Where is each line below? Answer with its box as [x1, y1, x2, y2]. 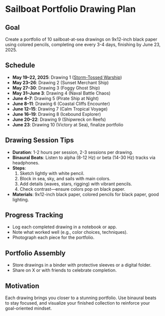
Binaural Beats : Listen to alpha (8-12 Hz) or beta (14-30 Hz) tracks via [12, 155, 156, 160]
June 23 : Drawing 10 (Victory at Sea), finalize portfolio [12, 121, 124, 127]
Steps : [12, 165, 26, 171]
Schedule [5, 61, 36, 70]
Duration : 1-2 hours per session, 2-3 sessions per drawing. [12, 149, 133, 155]
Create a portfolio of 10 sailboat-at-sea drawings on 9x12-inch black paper [5, 36, 158, 42]
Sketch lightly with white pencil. [19, 170, 85, 176]
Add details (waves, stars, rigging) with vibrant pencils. [19, 181, 132, 187]
